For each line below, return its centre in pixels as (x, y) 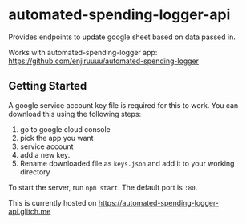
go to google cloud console (65, 129)
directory (35, 172)
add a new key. (45, 154)
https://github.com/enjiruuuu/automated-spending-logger (103, 61)
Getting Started (48, 86)
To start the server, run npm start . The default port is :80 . (103, 187)
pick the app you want (56, 138)
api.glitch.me (30, 211)
